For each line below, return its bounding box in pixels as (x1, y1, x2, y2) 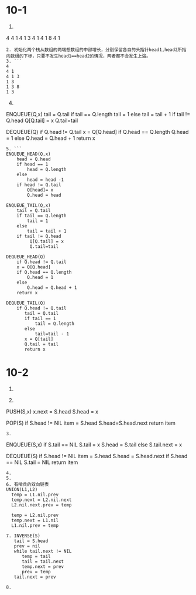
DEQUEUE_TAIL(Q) (6, 300, 46, 306)
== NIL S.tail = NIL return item (6, 459, 78, 466)
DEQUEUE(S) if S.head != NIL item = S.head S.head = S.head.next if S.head (6, 452, 188, 459)
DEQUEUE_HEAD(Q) (6, 254, 46, 260)
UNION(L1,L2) (6, 486, 38, 492)
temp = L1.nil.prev (11, 492, 59, 497)
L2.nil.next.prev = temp (11, 502, 72, 508)
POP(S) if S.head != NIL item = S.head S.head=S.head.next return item (6, 419, 176, 426)
